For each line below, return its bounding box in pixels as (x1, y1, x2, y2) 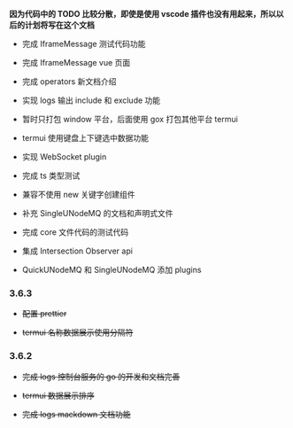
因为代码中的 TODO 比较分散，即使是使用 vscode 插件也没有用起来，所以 (9, 9, 277, 19)
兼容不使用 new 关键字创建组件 (21, 190, 135, 199)
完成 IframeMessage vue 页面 (21, 58, 131, 67)
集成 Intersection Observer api (21, 245, 133, 256)
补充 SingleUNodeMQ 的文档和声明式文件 (21, 208, 173, 218)
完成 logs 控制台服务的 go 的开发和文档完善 (21, 371, 181, 382)
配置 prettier (21, 308, 67, 319)
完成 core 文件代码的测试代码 (21, 227, 129, 237)
